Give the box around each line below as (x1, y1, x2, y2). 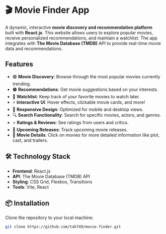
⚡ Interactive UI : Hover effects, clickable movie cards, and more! (12, 99, 146, 105)
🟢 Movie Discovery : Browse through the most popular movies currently (12, 73, 161, 79)
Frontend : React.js (12, 168, 51, 174)
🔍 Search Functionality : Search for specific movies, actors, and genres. (12, 112, 162, 118)
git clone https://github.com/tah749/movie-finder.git (5, 225, 121, 230)
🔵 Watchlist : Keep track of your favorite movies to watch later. (12, 93, 140, 99)
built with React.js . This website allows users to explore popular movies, (5, 29, 153, 35)
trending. (12, 81, 31, 87)
